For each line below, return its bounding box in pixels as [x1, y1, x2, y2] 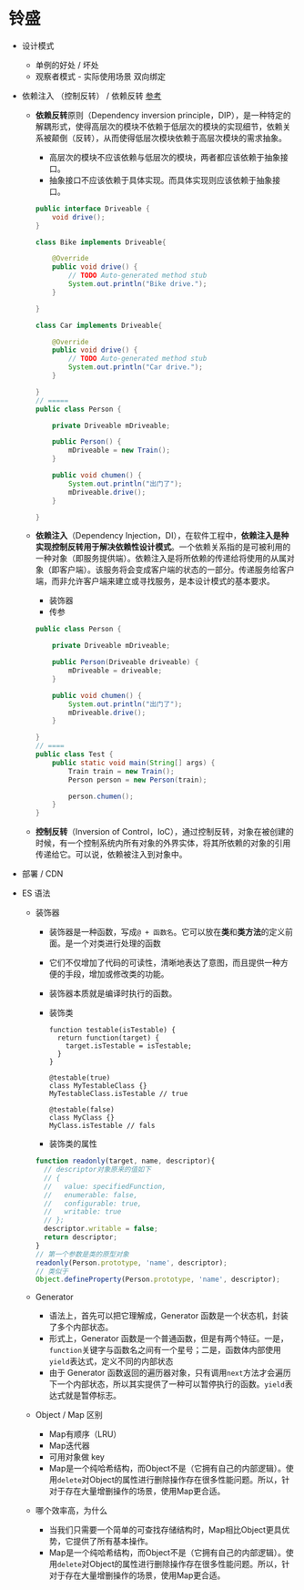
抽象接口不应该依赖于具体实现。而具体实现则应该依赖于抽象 [48, 174, 273, 185]
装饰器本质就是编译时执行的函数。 [48, 988, 177, 999]
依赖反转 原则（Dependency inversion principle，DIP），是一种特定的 [35, 109, 292, 120]
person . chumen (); [67, 792, 134, 801]
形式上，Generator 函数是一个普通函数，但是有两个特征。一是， [48, 1333, 289, 1344]
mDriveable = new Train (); [67, 446, 170, 456]
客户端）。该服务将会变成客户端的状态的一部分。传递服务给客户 [59, 564, 295, 575]
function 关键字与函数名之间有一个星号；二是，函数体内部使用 [48, 1345, 281, 1356]
